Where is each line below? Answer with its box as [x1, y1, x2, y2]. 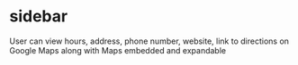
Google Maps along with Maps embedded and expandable [9, 45, 227, 55]
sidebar [9, 6, 68, 27]
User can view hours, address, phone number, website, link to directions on [9, 36, 290, 46]
